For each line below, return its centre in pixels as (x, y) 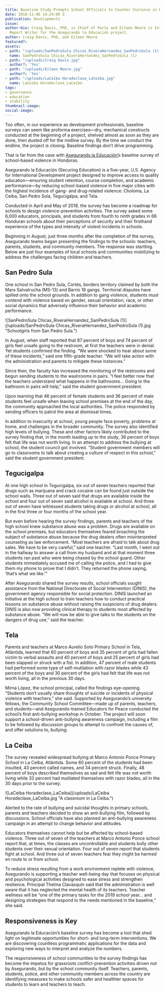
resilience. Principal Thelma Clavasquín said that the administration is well (80, 885)
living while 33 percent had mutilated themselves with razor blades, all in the (82, 778)
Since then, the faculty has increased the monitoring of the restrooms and (80, 371)
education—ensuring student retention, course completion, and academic (80, 180)
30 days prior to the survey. (33, 783)
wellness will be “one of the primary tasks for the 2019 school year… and (79, 895)
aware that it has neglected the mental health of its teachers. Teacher (75, 890)
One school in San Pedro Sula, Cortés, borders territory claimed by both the (82, 284)
